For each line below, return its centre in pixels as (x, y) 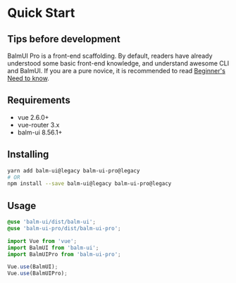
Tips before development (64, 39)
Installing (28, 155)
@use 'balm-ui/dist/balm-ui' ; (52, 222)
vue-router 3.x (38, 125)
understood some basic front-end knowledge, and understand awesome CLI (118, 63)
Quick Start (41, 13)
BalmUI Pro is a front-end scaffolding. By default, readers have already (110, 56)
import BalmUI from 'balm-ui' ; (53, 248)
